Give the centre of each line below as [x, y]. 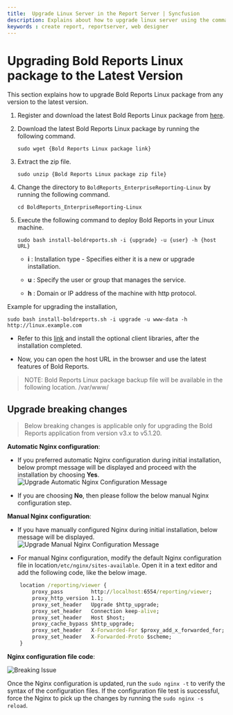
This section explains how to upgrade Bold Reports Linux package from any [115, 95]
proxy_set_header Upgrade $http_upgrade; [96, 604]
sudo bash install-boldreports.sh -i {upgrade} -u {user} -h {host [116, 240]
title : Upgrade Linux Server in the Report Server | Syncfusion [103, 14]
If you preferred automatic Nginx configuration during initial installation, [119, 460]
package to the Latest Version [95, 75]
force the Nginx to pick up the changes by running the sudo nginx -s [105, 698]
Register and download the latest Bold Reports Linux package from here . [121, 116]
